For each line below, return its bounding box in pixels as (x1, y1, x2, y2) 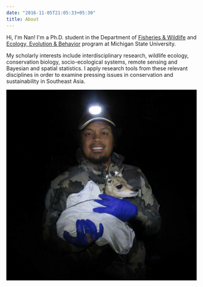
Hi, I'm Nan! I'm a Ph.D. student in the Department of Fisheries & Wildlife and (6, 33, 197, 41)
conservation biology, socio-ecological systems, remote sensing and (6, 58, 178, 65)
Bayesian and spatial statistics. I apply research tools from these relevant (6, 64, 188, 72)
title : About (6, 16, 39, 22)
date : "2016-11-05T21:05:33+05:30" (6, 10, 96, 16)
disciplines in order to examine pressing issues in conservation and (6, 71, 173, 78)
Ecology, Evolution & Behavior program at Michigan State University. (6, 40, 176, 47)
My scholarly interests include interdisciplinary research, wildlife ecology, (6, 51, 189, 59)
